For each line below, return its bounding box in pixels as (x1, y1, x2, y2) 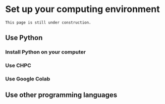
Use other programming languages (5, 91, 118, 99)
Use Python (5, 33, 43, 42)
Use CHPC (5, 62, 31, 69)
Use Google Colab (5, 75, 50, 82)
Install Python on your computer (5, 48, 86, 55)
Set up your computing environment (5, 3, 160, 15)
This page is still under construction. (5, 20, 92, 25)
